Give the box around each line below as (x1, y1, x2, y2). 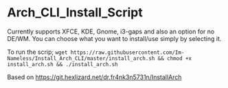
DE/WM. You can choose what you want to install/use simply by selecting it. (7, 34, 222, 42)
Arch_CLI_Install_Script (7, 5, 143, 20)
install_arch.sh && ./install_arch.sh (7, 61, 118, 68)
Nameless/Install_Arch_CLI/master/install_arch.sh (7, 55, 155, 62)
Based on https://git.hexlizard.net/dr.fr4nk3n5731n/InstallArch (7, 73, 182, 81)
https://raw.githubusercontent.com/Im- (70, 49, 185, 56)
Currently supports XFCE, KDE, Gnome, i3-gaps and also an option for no (7, 27, 215, 35)
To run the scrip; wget (7, 48, 68, 56)
